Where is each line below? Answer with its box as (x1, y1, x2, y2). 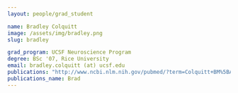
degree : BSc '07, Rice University (7, 56, 110, 63)
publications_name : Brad (7, 75, 81, 82)
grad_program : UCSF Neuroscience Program (7, 49, 132, 56)
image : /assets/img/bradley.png (7, 30, 103, 37)
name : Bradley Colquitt (7, 23, 78, 30)
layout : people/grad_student (7, 10, 93, 18)
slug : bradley (7, 36, 50, 43)
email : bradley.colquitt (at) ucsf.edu (7, 62, 125, 69)
